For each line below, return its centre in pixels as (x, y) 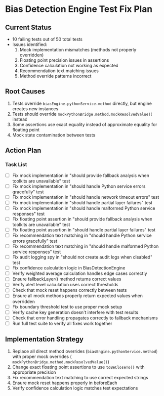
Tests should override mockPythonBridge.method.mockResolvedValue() (82, 114)
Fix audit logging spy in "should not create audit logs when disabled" (82, 257)
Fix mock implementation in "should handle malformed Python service (84, 208)
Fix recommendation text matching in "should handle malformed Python (85, 246)
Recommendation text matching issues (59, 71)
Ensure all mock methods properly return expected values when (78, 296)
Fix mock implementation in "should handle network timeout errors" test (85, 197)
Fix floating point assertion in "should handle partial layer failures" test (84, 230)
